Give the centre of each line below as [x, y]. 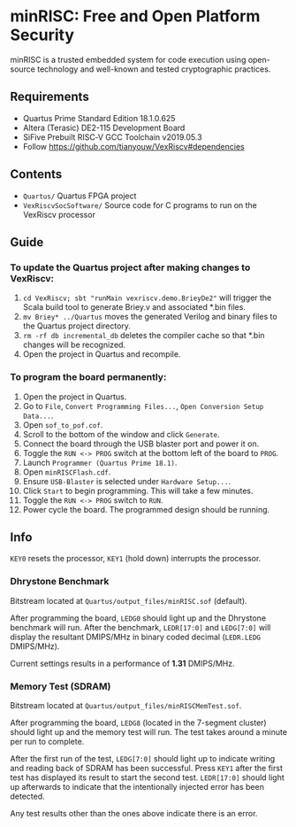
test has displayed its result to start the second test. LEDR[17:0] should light [148, 777]
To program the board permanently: [88, 377]
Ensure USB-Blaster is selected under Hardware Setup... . [127, 481]
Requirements [49, 97]
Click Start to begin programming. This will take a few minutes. [138, 491]
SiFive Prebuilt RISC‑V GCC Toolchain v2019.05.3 [112, 137]
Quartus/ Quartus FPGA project [80, 196]
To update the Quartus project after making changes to [130, 267]
